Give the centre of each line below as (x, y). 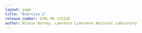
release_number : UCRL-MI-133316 (37, 18)
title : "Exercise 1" (26, 14)
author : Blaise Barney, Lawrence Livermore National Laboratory (71, 23)
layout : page (18, 9)
